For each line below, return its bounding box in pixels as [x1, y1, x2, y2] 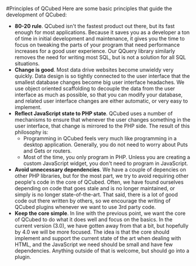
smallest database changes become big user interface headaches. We [14, 79, 185, 86]
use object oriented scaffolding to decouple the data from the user [14, 85, 176, 92]
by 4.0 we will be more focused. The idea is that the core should [14, 228, 170, 235]
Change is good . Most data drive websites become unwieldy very [14, 66, 174, 73]
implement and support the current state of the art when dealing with [14, 235, 181, 241]
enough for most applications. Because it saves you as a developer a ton [14, 29, 190, 36]
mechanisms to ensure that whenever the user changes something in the [14, 116, 191, 123]
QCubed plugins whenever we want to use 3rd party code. [14, 204, 156, 210]
